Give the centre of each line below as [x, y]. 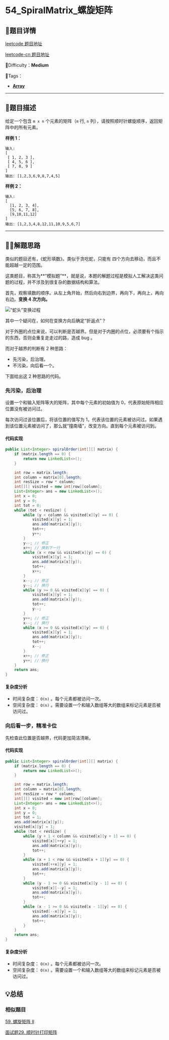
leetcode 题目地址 [24, 44]
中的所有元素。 [25, 127]
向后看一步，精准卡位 [31, 726]
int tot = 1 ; [28, 817]
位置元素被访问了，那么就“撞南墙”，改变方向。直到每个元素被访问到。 [87, 426]
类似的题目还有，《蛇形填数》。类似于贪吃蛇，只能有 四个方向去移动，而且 [81, 259]
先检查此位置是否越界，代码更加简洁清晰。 [49, 738]
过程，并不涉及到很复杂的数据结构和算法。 [58, 282]
